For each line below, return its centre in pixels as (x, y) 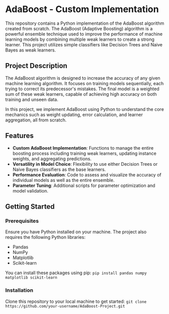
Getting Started (30, 206)
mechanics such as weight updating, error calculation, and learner (74, 114)
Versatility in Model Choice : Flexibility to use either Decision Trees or (85, 164)
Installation (19, 290)
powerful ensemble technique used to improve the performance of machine (84, 34)
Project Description (36, 66)
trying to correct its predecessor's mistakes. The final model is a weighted (82, 89)
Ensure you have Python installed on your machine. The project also (76, 232)
